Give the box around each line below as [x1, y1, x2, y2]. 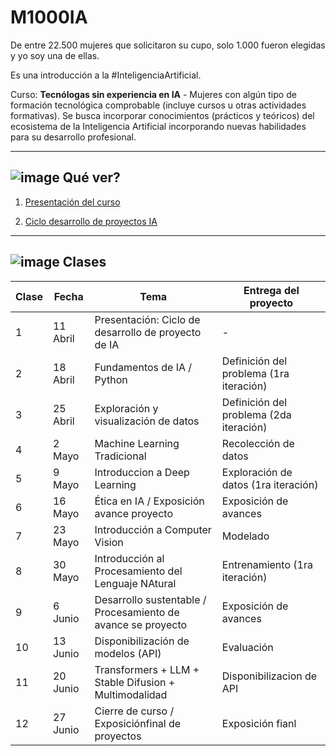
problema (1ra [221, 366, 290, 380]
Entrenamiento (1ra [221, 557, 313, 571]
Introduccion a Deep [94, 465, 190, 479]
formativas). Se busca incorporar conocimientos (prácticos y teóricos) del [10, 109, 315, 121]
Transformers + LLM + [94, 662, 200, 676]
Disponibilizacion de [221, 669, 318, 683]
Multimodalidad [94, 687, 168, 701]
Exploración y [94, 401, 159, 415]
